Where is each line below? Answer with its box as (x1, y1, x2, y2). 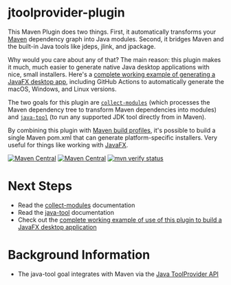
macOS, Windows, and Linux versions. (8, 85, 117, 93)
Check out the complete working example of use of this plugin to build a (17, 215, 222, 224)
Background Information (8, 247, 151, 263)
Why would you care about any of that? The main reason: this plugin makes (8, 55, 221, 63)
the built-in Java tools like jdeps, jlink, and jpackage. (8, 42, 156, 50)
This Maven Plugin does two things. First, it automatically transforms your (8, 28, 216, 36)
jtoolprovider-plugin (8, 5, 126, 21)
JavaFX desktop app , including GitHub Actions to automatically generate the (8, 77, 224, 85)
